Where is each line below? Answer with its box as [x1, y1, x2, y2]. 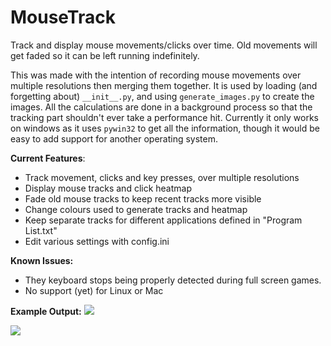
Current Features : [10, 152, 86, 164]
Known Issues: [10, 254, 74, 266]
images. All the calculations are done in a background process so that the [10, 101, 313, 113]
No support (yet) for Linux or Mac [24, 284, 164, 296]
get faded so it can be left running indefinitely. [10, 49, 200, 61]
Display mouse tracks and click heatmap [24, 182, 193, 194]
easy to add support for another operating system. [10, 132, 218, 145]
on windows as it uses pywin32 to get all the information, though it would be [10, 122, 320, 134]
